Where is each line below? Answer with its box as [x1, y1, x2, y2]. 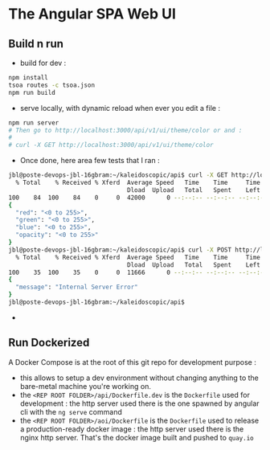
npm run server [8, 118, 59, 127]
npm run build [8, 88, 56, 96]
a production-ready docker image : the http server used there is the [19, 423, 244, 434]
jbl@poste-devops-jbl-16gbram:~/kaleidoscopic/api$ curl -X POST [8, 246, 231, 254]
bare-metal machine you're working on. [19, 381, 151, 391]
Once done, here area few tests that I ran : [19, 156, 160, 166]
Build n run [8, 37, 64, 51]
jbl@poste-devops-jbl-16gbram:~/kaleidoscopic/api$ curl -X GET [8, 171, 228, 179]
